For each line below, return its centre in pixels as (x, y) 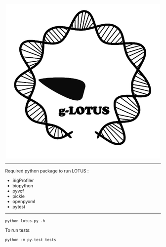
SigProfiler (23, 180)
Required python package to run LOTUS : (47, 171)
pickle (18, 196)
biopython (23, 186)
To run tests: (18, 230)
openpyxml (24, 201)
